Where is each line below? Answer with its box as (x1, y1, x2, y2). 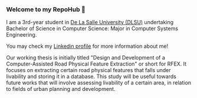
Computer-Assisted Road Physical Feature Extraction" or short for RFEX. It (6, 60, 187, 67)
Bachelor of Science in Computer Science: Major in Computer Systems (6, 25, 179, 32)
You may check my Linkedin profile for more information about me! (6, 43, 169, 50)
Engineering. (6, 31, 37, 38)
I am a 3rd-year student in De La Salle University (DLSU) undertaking (6, 19, 174, 26)
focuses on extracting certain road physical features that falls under (6, 67, 171, 74)
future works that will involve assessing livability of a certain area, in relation (6, 79, 192, 86)
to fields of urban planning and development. (6, 86, 116, 93)
